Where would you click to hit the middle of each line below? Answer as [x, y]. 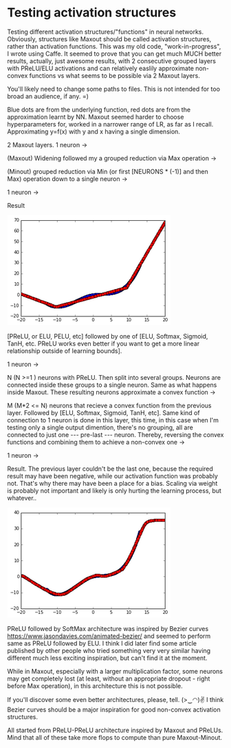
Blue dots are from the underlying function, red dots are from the [99, 109]
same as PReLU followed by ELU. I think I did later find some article [102, 643]
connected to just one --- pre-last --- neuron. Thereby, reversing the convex [115, 434]
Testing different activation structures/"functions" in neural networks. [106, 32]
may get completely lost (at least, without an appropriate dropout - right [109, 678]
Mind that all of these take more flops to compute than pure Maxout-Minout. [114, 737]
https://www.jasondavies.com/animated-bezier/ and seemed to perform [109, 636]
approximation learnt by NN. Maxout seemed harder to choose [96, 117]
